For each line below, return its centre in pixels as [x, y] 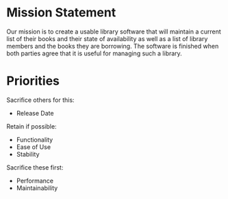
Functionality [35, 140]
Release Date [35, 113]
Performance [35, 181]
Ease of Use [34, 147]
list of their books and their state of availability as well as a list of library [107, 38]
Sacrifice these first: [35, 167]
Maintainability [37, 188]
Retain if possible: [31, 126]
